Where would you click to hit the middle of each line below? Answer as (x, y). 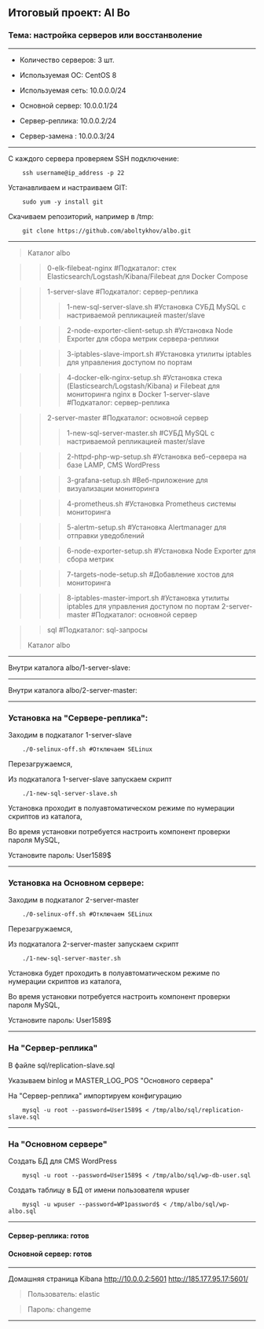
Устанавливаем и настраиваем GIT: (68, 187)
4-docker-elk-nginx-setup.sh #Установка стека (144, 377)
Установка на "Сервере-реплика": (78, 718)
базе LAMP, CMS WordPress (113, 465)
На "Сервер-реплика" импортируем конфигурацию (95, 1096)
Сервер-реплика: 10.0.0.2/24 (68, 120)
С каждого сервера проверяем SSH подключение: (93, 158)
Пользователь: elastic (64, 1294)
